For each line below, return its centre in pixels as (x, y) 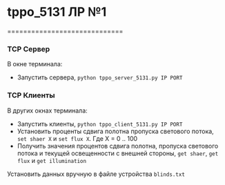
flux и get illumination (52, 160)
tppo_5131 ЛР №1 (57, 12)
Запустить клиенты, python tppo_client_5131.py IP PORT (100, 124)
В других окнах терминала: (47, 110)
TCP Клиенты (31, 95)
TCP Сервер (29, 49)
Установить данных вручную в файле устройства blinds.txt (96, 174)
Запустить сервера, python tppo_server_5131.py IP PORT (100, 77)
